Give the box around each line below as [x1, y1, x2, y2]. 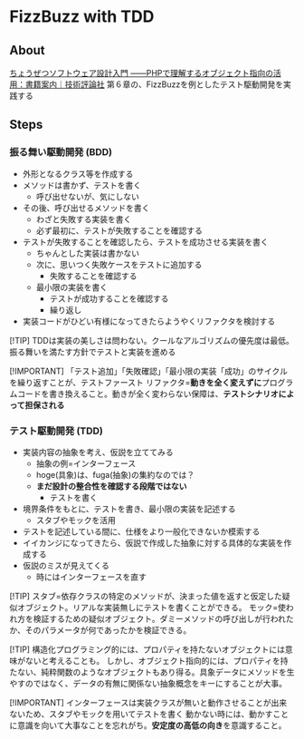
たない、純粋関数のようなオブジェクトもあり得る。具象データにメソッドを [9, 666, 287, 677]
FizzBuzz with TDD [9, 6, 155, 27]
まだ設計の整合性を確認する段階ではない [35, 481, 187, 491]
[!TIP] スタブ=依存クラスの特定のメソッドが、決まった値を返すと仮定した [9, 590, 283, 601]
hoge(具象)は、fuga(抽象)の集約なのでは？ [35, 469, 195, 480]
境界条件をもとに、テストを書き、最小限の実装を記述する [22, 503, 237, 514]
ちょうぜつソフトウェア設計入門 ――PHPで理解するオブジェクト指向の [9, 68, 274, 78]
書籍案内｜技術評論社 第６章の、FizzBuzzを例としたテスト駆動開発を [24, 79, 283, 90]
